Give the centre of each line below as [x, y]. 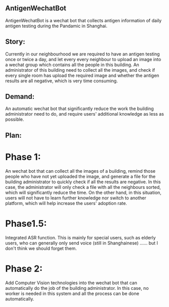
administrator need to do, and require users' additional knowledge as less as [84, 114]
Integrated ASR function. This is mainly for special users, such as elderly [80, 237]
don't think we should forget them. [41, 248]
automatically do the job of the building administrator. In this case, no [77, 288]
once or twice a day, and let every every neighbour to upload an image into [83, 59]
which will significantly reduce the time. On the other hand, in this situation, [83, 192]
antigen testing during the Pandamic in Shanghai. [56, 26]
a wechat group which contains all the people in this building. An [72, 65]
